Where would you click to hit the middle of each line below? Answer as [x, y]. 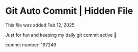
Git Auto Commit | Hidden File [69, 11]
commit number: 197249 [31, 45]
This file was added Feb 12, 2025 [40, 25]
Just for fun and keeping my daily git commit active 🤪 [61, 35]
